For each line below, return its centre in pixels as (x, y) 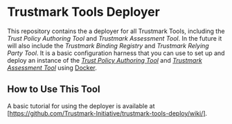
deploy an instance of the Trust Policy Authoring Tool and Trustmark (105, 60)
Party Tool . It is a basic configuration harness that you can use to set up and (116, 53)
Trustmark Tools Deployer (84, 12)
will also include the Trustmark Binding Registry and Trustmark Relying (108, 45)
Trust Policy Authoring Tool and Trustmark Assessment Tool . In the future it (115, 38)
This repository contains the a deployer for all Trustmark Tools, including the (116, 31)
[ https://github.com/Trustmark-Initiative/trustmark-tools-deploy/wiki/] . (107, 113)
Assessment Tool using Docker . (52, 68)
